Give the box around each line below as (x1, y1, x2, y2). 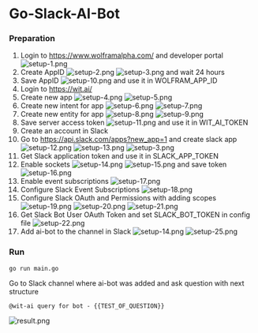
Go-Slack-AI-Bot (9, 5, 121, 23)
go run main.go (9, 264, 59, 272)
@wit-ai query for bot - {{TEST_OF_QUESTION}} (9, 301, 165, 310)
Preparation (9, 33, 56, 44)
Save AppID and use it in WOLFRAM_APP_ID (20, 76, 218, 85)
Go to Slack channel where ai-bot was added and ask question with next (9, 278, 245, 288)
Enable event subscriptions (20, 177, 109, 186)
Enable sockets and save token (20, 159, 227, 170)
